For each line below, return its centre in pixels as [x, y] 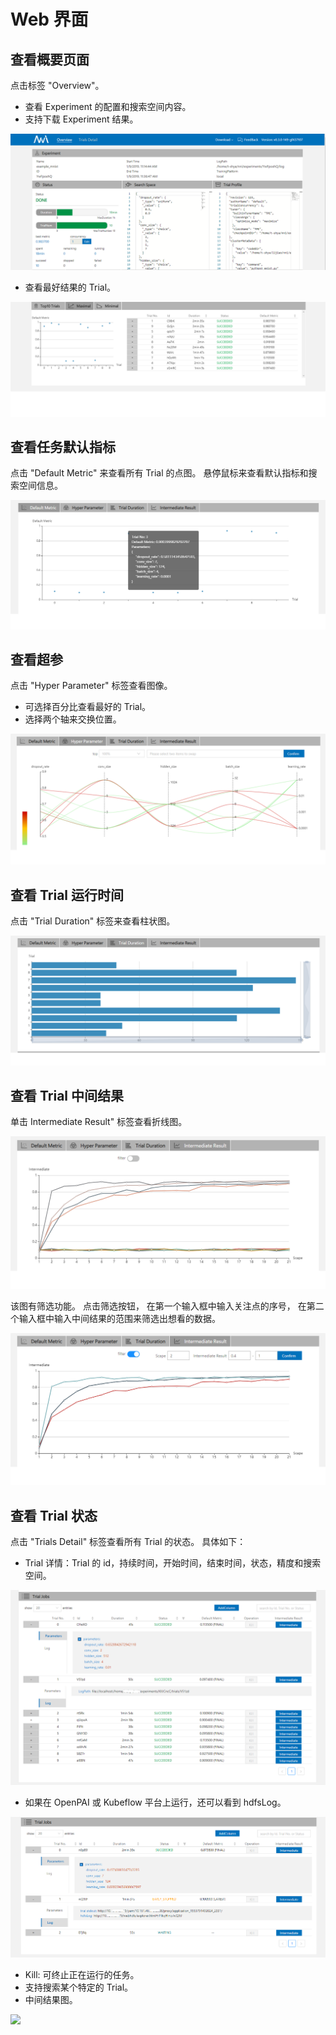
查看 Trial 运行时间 [67, 895]
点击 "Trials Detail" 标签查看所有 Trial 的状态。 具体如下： [128, 1542]
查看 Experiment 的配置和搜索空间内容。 [108, 106]
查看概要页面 [50, 59]
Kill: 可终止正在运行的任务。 [82, 1975]
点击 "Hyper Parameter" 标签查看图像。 [91, 686]
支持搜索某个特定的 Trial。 [79, 1987]
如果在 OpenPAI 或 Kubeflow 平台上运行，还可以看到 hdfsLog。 [155, 1802]
